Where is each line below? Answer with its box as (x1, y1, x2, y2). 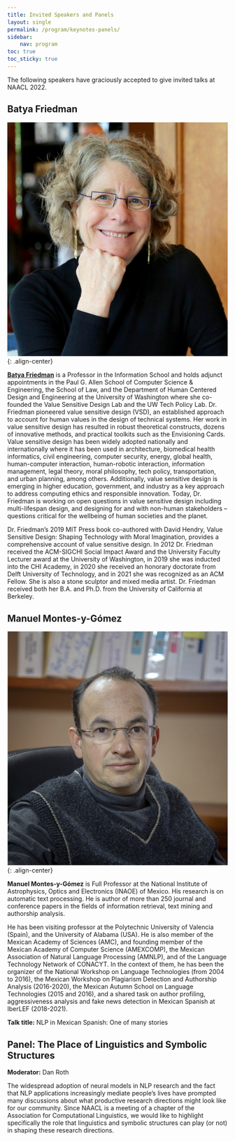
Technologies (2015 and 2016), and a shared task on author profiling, (7, 990, 206, 998)
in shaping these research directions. (7, 1126, 114, 1135)
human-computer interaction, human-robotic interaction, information (7, 460, 205, 468)
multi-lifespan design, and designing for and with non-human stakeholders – (7, 504, 227, 513)
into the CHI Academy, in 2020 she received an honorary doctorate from (7, 563, 216, 571)
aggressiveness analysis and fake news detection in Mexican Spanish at (7, 997, 215, 1006)
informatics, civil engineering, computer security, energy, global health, (7, 452, 213, 461)
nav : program (20, 41, 58, 48)
